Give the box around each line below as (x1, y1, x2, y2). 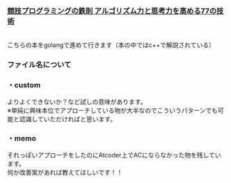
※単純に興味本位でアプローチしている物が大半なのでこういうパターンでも (7, 106, 218, 114)
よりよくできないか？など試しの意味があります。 (7, 97, 147, 105)
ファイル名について (7, 60, 72, 70)
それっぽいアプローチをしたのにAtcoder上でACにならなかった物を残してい (7, 150, 221, 159)
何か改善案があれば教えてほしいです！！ (7, 168, 123, 176)
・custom (7, 80, 41, 90)
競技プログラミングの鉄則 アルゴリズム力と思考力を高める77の (7, 6, 217, 15)
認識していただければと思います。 (19, 114, 117, 123)
